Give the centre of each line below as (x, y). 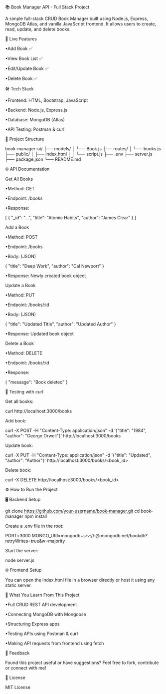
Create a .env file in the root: (34, 526)
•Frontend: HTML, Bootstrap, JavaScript (47, 100)
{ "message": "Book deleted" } (37, 382)
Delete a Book (19, 343)
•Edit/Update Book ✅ (27, 68)
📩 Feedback (17, 653)
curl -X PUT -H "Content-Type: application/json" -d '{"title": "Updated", (78, 455)
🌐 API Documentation (27, 169)
